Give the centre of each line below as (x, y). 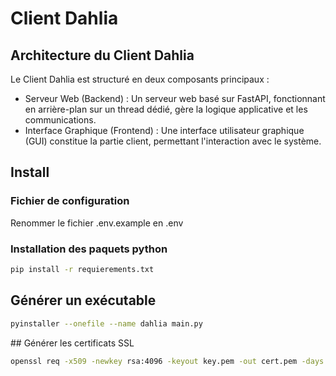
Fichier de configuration (70, 201)
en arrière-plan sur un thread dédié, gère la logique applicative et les (166, 109)
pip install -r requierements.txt (82, 269)
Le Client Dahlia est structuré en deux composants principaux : (140, 79)
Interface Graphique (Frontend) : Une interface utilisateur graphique (164, 130)
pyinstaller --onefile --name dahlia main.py (106, 323)
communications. (60, 120)
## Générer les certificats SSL (72, 343)
